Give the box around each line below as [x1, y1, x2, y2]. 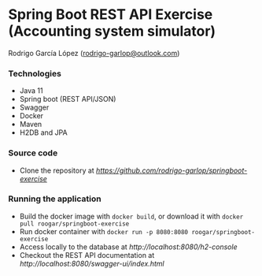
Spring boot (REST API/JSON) [19, 95, 116, 104]
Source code [8, 147, 58, 159]
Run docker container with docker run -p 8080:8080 [19, 226, 189, 236]
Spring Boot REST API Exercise [8, 6, 213, 24]
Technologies [8, 68, 61, 79]
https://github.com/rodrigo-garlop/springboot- [95, 166, 248, 175]
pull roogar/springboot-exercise [19, 219, 130, 228]
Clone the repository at [19, 166, 94, 175]
